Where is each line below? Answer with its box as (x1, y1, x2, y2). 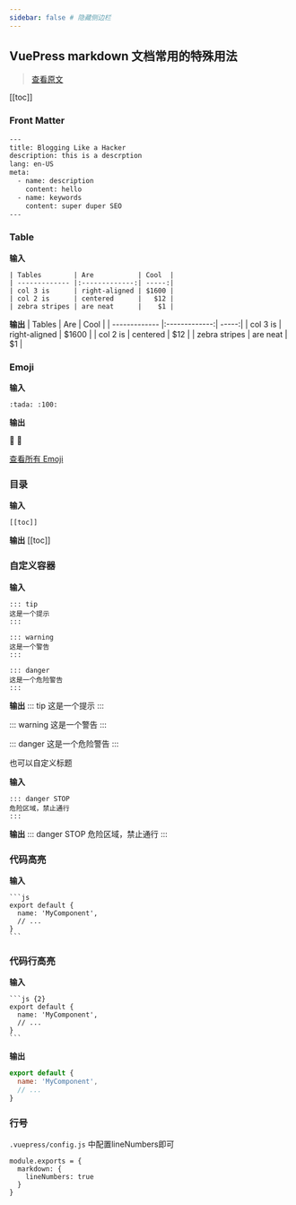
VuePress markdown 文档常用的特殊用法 (9, 48, 238, 64)
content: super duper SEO (25, 201, 123, 211)
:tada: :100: (9, 400, 58, 409)
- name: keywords (17, 193, 83, 202)
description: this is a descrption (9, 152, 143, 161)
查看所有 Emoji (9, 454, 64, 465)
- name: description (17, 177, 94, 186)
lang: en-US (9, 160, 54, 169)
